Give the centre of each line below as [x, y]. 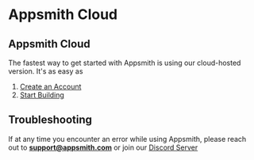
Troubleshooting [50, 120]
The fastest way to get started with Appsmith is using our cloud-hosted [125, 63]
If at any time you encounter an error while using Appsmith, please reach [127, 139]
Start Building [42, 95]
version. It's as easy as [46, 71]
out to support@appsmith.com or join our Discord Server [103, 147]
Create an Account [50, 86]
